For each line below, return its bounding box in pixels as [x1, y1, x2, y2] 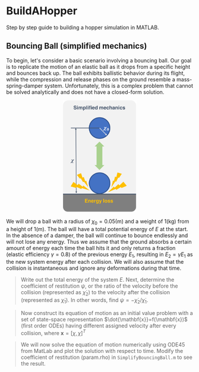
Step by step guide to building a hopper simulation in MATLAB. [6, 24, 159, 31]
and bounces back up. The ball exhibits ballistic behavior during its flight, [6, 70, 185, 77]
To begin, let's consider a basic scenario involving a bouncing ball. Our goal [6, 56, 192, 64]
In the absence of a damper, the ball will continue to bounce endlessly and [6, 232, 188, 239]
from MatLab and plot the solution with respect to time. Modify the [20, 347, 184, 354]
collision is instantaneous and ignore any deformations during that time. [6, 264, 182, 272]
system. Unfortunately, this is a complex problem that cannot [44, 82, 194, 89]
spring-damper [6, 82, 43, 89]
